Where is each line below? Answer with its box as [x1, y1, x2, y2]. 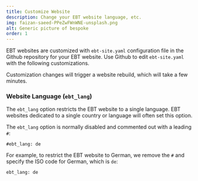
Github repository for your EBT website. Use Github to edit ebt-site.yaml [6, 53, 184, 61]
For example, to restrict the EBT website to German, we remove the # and [6, 152, 185, 159]
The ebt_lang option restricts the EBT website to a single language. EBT [6, 106, 181, 113]
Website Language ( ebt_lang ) [6, 93, 92, 101]
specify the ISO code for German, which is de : [6, 158, 119, 165]
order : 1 [6, 31, 28, 37]
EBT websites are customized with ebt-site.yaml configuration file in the [6, 47, 184, 54]
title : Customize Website [6, 8, 70, 15]
